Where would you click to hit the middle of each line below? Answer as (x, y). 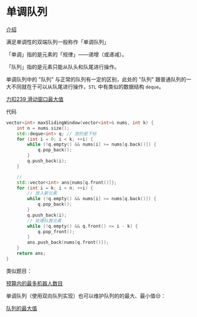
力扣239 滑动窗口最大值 (35, 99)
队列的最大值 (21, 308)
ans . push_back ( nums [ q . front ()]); (68, 242)
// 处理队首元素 (44, 221)
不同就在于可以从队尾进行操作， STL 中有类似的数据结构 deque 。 (88, 86)
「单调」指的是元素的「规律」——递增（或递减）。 (67, 54)
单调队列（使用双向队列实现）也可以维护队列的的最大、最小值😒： (86, 296)
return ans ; (31, 254)
